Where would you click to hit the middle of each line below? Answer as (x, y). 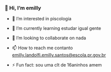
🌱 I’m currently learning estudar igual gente (56, 28)
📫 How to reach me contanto (42, 48)
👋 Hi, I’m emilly (23, 8)
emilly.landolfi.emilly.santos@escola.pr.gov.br (59, 55)
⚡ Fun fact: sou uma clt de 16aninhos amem (57, 65)
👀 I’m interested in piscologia (42, 19)
